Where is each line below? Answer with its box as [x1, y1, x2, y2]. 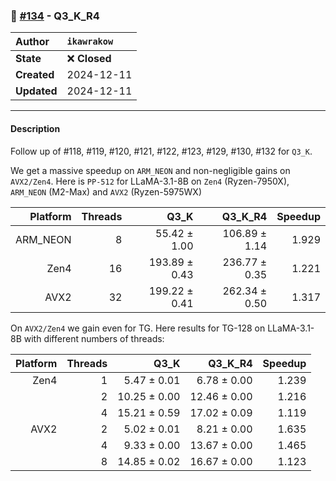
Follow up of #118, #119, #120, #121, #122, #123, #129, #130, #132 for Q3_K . [10, 145, 313, 157]
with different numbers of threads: [23, 332, 165, 344]
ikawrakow [66, 36, 114, 48]
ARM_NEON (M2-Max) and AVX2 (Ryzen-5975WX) [10, 185, 203, 198]
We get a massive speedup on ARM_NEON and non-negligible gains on [10, 164, 291, 176]
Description [10, 122, 61, 134]
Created [15, 68, 55, 82]
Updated [15, 84, 58, 98]
